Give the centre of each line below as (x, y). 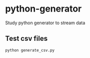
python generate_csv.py (30, 50)
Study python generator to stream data (45, 23)
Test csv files (26, 39)
